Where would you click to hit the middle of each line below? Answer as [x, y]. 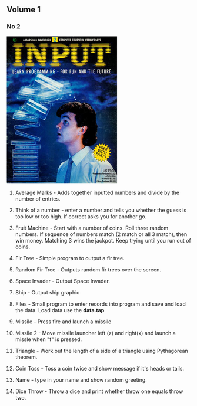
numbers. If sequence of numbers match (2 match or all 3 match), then [101, 234]
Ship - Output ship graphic [47, 292]
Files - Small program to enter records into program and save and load [100, 304]
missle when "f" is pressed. [49, 339]
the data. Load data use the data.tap [60, 310]
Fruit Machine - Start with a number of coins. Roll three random [92, 228]
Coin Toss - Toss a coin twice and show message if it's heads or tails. [100, 368]
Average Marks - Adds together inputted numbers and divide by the [97, 192]
